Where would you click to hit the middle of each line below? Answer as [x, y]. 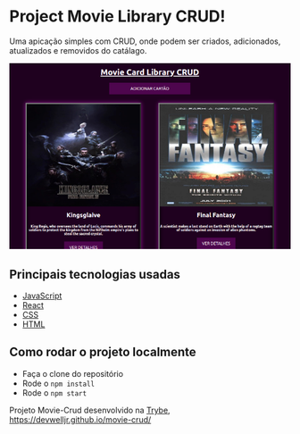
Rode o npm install [58, 383]
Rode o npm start [54, 392]
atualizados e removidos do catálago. [78, 50]
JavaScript [42, 296]
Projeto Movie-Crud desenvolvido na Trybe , [90, 410]
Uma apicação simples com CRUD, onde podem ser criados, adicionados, [145, 41]
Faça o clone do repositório [72, 373]
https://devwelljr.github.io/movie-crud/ [80, 419]
